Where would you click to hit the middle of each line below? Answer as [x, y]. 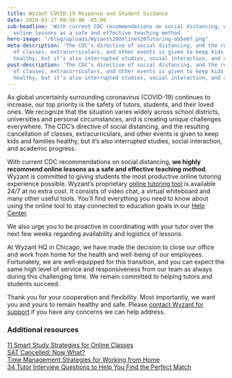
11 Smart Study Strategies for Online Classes [70, 345]
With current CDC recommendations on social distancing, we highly [104, 162]
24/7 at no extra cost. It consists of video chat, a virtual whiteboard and [109, 191]
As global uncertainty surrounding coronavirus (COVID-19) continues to [109, 97]
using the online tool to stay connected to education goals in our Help [106, 206]
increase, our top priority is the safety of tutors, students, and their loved [110, 105]
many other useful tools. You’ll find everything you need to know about [108, 199]
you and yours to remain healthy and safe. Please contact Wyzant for [105, 305]
